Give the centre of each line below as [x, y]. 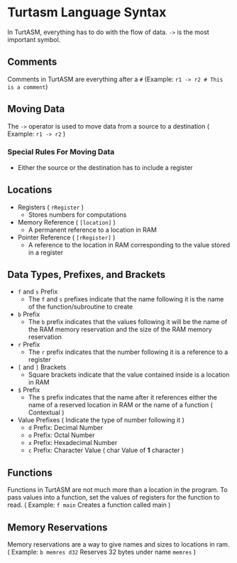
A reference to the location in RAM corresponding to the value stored [129, 245]
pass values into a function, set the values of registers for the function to [114, 498]
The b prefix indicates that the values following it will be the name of [128, 322]
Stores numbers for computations [77, 215]
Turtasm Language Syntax [87, 12]
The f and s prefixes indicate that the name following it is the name [126, 299]
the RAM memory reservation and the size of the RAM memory [120, 329]
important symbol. [34, 39]
